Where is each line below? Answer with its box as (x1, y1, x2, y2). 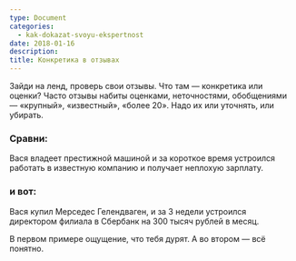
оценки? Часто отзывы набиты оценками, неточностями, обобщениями (9, 90, 288, 101)
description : (9, 47, 59, 56)
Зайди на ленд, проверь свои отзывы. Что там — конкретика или (9, 81, 263, 91)
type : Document (9, 13, 67, 23)
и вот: (9, 186, 37, 198)
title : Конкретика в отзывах (9, 55, 120, 65)
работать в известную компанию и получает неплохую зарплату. (9, 163, 264, 174)
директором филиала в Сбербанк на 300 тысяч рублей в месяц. (9, 216, 260, 226)
